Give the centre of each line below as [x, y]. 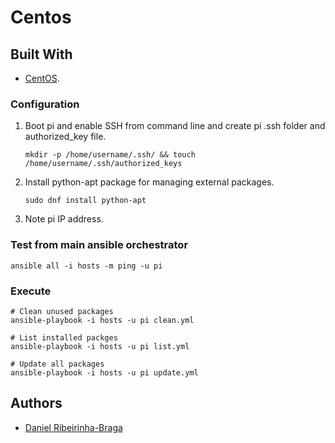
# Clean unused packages [62, 311]
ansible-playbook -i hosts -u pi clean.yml [102, 320]
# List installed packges [64, 337]
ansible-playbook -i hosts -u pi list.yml [100, 346]
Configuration [45, 104]
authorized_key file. [65, 137]
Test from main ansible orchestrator [99, 245]
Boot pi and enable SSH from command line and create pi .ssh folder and [175, 126]
